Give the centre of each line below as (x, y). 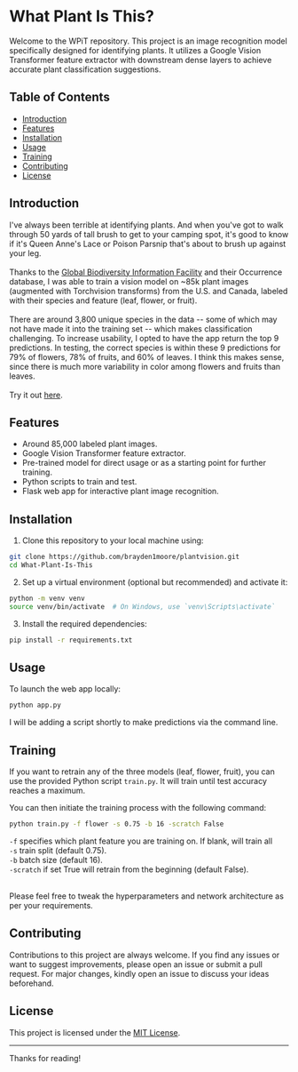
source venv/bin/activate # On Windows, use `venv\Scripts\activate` (142, 606)
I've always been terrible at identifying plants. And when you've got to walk (146, 225)
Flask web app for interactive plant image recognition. (120, 492)
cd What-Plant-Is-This (51, 565)
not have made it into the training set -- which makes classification (131, 328)
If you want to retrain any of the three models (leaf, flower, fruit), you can (142, 772)
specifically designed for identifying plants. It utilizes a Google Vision (135, 50)
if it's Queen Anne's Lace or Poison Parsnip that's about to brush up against (148, 244)
